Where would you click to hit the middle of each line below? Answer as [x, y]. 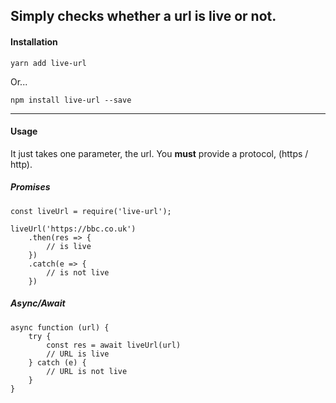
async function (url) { [60, 327]
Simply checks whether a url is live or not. [143, 16]
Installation [34, 41]
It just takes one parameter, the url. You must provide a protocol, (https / [159, 153]
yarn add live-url [48, 63]
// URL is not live [87, 371]
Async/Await [38, 303]
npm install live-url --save [71, 100]
